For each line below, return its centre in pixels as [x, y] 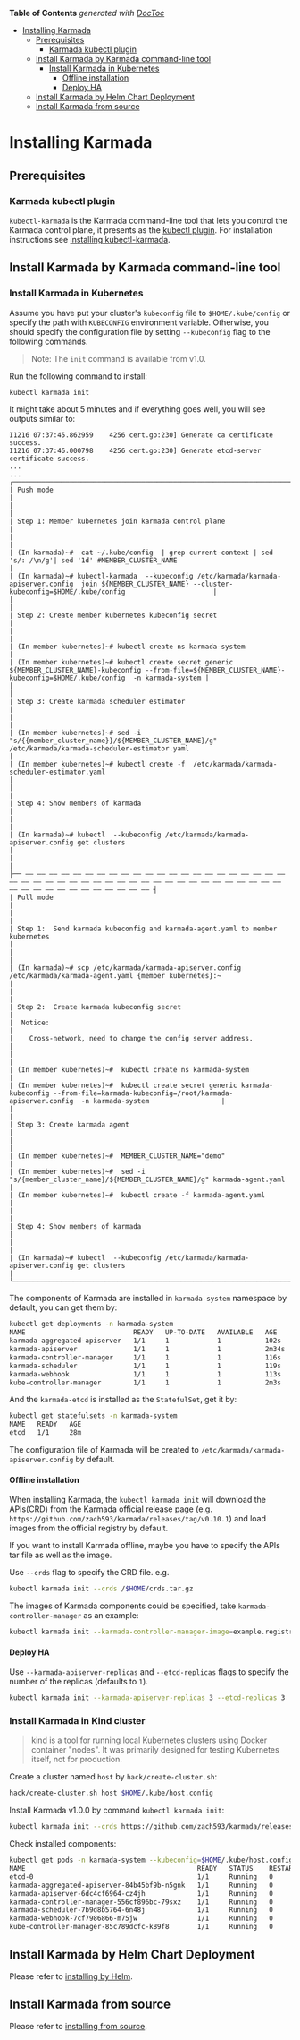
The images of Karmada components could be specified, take [123, 1606]
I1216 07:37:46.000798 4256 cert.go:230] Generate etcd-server [135, 451]
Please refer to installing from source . [78, 2026]
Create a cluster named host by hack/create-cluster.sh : [113, 1777]
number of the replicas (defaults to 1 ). [79, 1682]
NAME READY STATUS [131, 1869]
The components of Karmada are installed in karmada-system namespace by [148, 1299]
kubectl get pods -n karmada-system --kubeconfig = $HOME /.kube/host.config [151, 1860]
